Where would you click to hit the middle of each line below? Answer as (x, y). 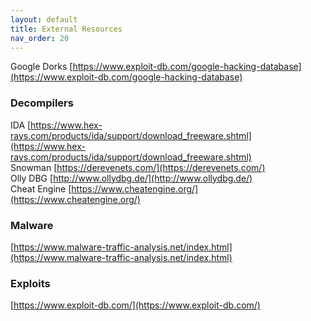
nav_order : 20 (40, 38)
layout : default (44, 19)
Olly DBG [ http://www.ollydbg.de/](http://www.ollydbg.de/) (131, 178)
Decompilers (42, 103)
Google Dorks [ (41, 67)
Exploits (30, 283)
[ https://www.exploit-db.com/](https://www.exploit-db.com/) (135, 305)
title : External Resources (66, 29)
